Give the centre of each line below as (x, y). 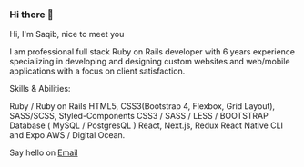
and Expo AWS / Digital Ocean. (67, 135)
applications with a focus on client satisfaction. (97, 71)
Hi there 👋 (32, 15)
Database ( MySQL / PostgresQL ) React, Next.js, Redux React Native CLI (147, 125)
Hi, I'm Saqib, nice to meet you (67, 34)
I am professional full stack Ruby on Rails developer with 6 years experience (152, 52)
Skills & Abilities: (40, 89)
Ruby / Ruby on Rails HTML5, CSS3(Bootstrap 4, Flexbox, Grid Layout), (142, 106)
